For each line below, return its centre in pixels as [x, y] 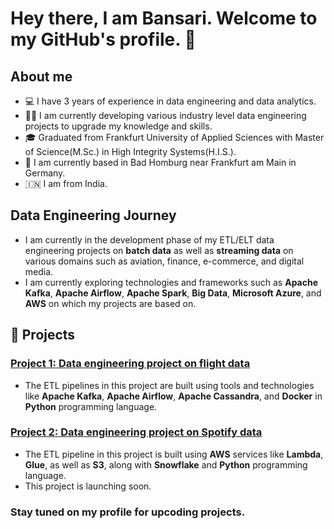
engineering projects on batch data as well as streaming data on [159, 250]
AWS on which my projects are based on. [110, 303]
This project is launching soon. [88, 486]
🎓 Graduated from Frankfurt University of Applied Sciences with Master [174, 137]
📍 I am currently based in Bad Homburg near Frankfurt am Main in [160, 162]
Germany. [45, 173]
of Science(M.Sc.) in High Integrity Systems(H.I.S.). [130, 151]
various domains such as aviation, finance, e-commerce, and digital [164, 261]
